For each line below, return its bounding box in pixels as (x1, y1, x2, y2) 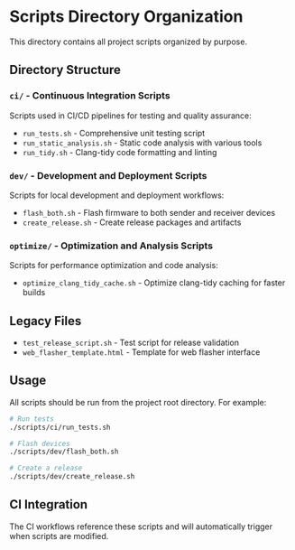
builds (22, 287, 46, 298)
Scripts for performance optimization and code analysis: (9, 260, 218, 271)
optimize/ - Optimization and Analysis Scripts (9, 239, 214, 252)
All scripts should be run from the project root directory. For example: (9, 396, 267, 407)
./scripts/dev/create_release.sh (9, 472, 135, 481)
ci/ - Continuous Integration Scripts (9, 89, 171, 102)
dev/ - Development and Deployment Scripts (9, 169, 207, 182)
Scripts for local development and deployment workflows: (9, 190, 225, 200)
